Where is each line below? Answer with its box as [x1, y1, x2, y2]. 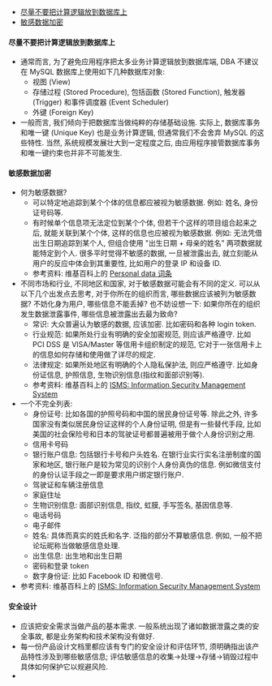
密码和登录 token [32, 561, 89, 571]
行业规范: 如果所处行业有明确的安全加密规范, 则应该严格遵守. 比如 [32, 329, 252, 339]
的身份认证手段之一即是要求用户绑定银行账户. [32, 469, 184, 480]
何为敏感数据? [19, 187, 67, 197]
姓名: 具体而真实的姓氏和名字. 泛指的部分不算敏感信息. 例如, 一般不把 [32, 530, 262, 541]
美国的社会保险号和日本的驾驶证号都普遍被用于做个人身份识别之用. [32, 429, 256, 439]
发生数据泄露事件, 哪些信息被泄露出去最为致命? [19, 309, 178, 319]
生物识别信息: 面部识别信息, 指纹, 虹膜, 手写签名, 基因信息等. [32, 500, 233, 510]
